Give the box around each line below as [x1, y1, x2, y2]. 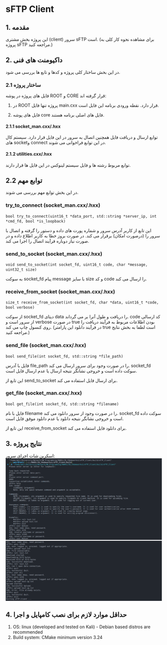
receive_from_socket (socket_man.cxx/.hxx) [5, 288, 115, 295]
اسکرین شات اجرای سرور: [5, 453, 55, 459]
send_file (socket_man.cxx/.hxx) [5, 342, 86, 349]
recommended [12, 629, 43, 635]
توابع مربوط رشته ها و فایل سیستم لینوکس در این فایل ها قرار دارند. [5, 162, 131, 168]
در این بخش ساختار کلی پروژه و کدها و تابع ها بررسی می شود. [5, 69, 120, 75]
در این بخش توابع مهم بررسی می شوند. [5, 189, 79, 195]
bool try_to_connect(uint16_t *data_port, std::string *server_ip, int [5, 214, 157, 219]
